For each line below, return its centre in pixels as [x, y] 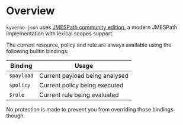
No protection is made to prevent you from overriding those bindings [90, 109]
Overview [30, 11]
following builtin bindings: [38, 51]
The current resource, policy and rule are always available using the [89, 45]
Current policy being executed [81, 85]
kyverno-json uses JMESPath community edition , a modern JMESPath [92, 27]
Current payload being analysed [84, 75]
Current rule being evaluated [79, 94]
